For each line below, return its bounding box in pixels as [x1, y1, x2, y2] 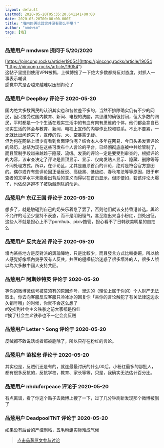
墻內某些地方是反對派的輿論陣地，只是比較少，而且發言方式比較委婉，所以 [5, 250, 155, 256]
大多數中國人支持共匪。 [13, 263, 61, 269]
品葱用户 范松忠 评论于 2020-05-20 [5, 351, 89, 358]
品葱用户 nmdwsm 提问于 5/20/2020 [5, 47, 93, 54]
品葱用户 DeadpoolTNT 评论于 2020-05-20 [5, 415, 108, 422]
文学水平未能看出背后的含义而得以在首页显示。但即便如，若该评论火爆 [18, 174, 159, 180]
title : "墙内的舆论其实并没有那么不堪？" [5, 21, 80, 26]
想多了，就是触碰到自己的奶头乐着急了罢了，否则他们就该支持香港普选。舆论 [5, 206, 159, 212]
